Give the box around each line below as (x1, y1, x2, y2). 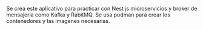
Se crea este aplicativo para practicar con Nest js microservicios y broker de (6, 5, 198, 12)
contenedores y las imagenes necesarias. (6, 18, 110, 24)
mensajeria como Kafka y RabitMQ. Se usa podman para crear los (6, 11, 171, 18)
